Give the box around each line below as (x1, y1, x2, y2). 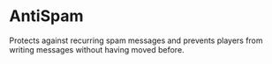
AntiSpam (9, 6, 84, 26)
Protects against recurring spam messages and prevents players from (9, 35, 263, 46)
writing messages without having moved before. (9, 44, 185, 54)
